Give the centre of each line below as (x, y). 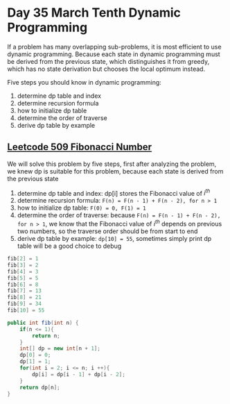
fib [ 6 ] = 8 (23, 285)
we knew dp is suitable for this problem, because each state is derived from (115, 171)
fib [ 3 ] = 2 (23, 265)
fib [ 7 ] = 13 (24, 291)
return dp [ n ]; (40, 387)
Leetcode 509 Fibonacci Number (80, 147)
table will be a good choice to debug (69, 246)
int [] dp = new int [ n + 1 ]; (60, 348)
